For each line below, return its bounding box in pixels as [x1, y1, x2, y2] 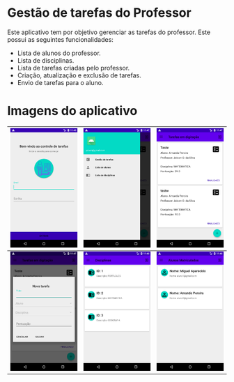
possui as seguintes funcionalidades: [7, 35, 114, 43]
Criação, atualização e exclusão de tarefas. [17, 71, 141, 79]
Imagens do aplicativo [7, 103, 138, 119]
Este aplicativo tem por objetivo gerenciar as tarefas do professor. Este [7, 28, 211, 36]
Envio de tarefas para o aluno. [17, 78, 104, 86]
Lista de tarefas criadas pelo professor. [17, 63, 130, 72]
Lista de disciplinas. [17, 56, 75, 64]
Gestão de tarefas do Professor [7, 5, 192, 21]
